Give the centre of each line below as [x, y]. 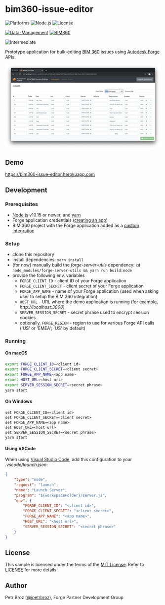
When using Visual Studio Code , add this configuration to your [69, 460]
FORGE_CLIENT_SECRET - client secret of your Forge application [82, 286]
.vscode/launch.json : [26, 465]
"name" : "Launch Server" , [41, 490]
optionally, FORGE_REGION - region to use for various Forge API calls [87, 323]
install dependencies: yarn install [48, 260]
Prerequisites [21, 204]
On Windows [19, 402]
